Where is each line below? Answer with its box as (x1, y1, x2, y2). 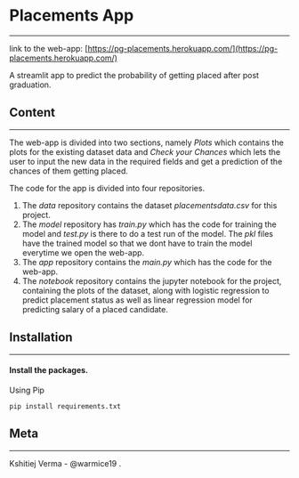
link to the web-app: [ (9, 43, 88, 53)
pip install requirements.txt (9, 401, 122, 410)
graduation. (9, 79, 52, 90)
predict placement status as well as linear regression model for (21, 295, 254, 305)
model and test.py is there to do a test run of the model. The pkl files (21, 228, 274, 239)
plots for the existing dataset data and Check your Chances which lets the (9, 146, 281, 157)
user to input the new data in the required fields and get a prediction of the (9, 156, 283, 166)
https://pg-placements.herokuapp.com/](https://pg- (87, 43, 279, 53)
